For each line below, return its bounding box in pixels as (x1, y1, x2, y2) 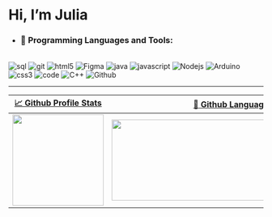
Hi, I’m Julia (8, 6, 88, 24)
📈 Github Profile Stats (14, 97, 103, 108)
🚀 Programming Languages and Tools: (19, 35, 173, 46)
